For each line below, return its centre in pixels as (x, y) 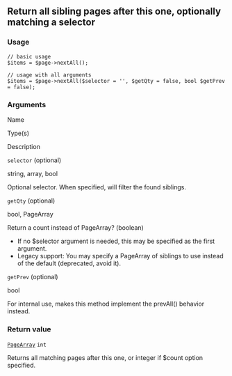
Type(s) (18, 133)
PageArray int (27, 345)
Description (24, 146)
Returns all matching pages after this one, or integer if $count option (105, 358)
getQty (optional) (31, 201)
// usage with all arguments (49, 75)
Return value (29, 329)
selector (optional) (34, 160)
